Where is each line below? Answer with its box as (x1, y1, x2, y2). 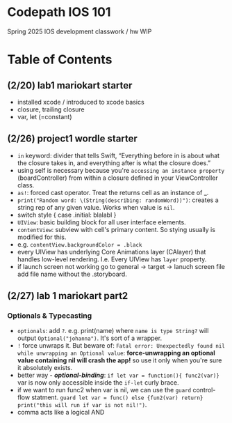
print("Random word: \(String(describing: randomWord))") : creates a (17, 196, 219, 204)
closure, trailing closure (17, 105, 85, 114)
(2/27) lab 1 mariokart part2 (7, 290, 129, 302)
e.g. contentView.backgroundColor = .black (17, 240, 142, 248)
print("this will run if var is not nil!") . (17, 401, 147, 409)
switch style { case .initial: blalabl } (17, 210, 117, 219)
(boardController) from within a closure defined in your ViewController (17, 174, 219, 182)
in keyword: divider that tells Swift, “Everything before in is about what (17, 151, 220, 160)
